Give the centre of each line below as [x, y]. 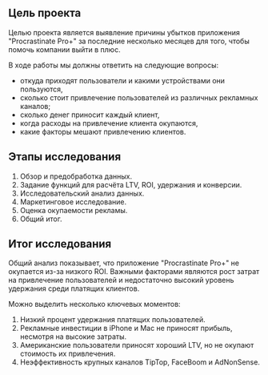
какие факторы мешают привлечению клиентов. [103, 131]
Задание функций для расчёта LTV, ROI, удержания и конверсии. [131, 184]
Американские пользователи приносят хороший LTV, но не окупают [137, 345]
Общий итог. [41, 219]
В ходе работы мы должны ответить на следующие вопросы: [114, 65]
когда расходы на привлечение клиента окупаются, [109, 123]
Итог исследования [60, 244]
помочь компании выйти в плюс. [65, 49]
